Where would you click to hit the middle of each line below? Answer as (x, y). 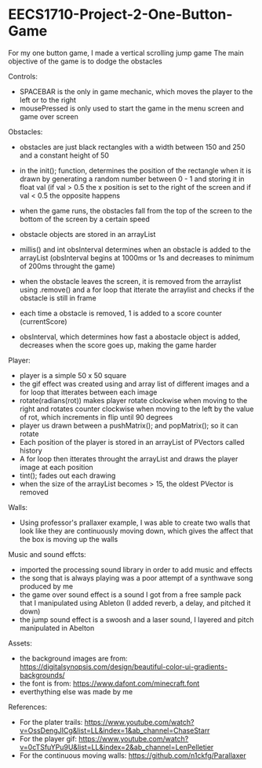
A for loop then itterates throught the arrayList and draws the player (129, 459)
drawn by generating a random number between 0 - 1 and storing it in (132, 179)
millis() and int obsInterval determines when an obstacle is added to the (135, 249)
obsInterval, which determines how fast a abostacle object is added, (130, 337)
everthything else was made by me (76, 691)
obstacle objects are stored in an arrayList (87, 234)
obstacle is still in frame (58, 298)
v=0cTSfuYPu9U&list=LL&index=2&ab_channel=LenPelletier (116, 747)
